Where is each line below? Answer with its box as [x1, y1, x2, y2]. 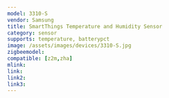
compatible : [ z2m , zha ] [7, 55, 73, 62]
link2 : [7, 74, 26, 81]
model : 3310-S [7, 10, 48, 17]
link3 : [7, 81, 26, 88]
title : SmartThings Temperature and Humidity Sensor [7, 23, 163, 30]
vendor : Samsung [7, 17, 54, 23]
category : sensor [7, 29, 57, 37]
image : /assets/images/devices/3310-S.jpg [7, 42, 132, 49]
